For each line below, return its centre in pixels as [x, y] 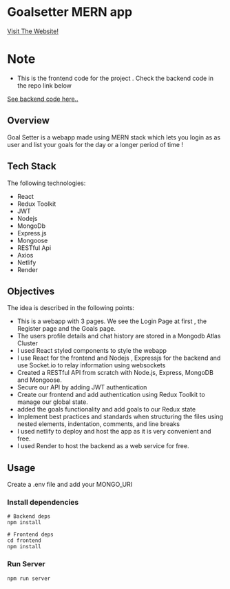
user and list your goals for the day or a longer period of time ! [95, 144]
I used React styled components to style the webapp [92, 351]
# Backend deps [29, 516]
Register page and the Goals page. [66, 329]
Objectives [31, 291]
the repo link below [44, 85]
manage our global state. [52, 402]
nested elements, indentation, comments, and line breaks [98, 424]
